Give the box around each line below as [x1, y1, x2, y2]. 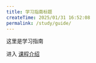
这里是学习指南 [6, 38, 43, 45]
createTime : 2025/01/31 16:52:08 [6, 15, 91, 21]
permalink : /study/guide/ [6, 20, 71, 26]
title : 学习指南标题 [6, 8, 53, 15]
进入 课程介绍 [6, 50, 40, 58]
